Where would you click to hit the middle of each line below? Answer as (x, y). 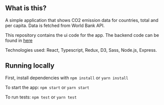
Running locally (30, 66)
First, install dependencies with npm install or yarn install (67, 78)
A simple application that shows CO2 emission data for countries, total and (82, 20)
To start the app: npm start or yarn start (47, 87)
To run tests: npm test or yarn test (41, 97)
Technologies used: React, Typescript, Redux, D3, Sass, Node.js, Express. (81, 50)
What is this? (26, 8)
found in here (19, 40)
